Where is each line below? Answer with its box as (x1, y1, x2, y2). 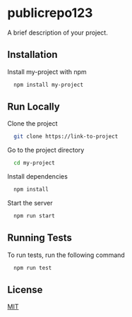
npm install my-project (13, 81, 83, 88)
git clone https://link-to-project (13, 133, 119, 140)
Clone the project (7, 119, 58, 128)
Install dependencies (7, 172, 68, 181)
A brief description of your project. (7, 28, 108, 37)
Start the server (7, 199, 53, 208)
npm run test (13, 264, 52, 271)
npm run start (13, 213, 55, 220)
